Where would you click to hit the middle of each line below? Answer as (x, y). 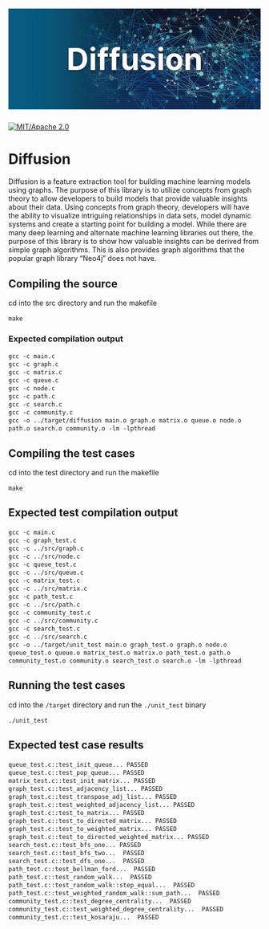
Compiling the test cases (72, 453)
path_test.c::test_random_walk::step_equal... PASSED (102, 885)
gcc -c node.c (32, 389)
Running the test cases (67, 685)
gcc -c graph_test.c (43, 540)
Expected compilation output (66, 339)
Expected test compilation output (93, 513)
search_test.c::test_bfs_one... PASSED (75, 845)
